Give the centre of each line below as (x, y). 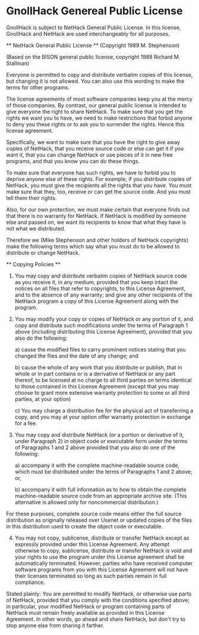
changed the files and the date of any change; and (76, 356)
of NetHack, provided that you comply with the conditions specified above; (98, 600)
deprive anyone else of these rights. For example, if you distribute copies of (99, 179)
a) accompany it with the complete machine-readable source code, (97, 465)
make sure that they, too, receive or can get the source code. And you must (99, 191)
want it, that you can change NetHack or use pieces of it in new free (90, 155)
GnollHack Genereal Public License (94, 11)
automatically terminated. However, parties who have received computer (104, 563)
